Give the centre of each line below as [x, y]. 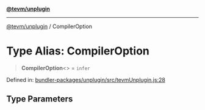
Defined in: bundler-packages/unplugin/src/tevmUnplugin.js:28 [86, 79]
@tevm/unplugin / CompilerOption [49, 26]
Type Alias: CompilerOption [78, 51]
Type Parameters [40, 99]
